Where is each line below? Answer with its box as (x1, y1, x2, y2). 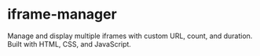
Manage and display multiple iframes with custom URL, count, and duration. (7, 31, 253, 40)
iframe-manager (7, 5, 117, 23)
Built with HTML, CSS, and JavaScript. (7, 39, 131, 48)
